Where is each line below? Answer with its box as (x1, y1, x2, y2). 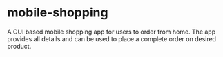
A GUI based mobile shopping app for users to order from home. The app (7, 27, 216, 36)
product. (7, 42, 32, 50)
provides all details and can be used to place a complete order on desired (7, 34, 216, 43)
